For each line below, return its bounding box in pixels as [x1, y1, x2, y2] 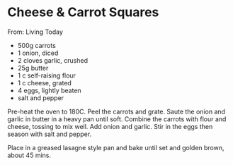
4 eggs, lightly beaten [17, 86, 81, 94]
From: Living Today [7, 28, 64, 36]
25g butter [17, 63, 49, 72]
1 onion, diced [17, 49, 59, 57]
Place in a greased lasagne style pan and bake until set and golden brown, [7, 143, 225, 152]
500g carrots [17, 41, 57, 49]
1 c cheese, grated [17, 78, 72, 87]
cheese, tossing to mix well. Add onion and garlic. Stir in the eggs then [7, 122, 213, 130]
